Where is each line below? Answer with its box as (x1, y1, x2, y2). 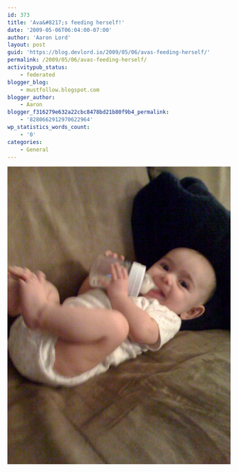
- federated (20, 71, 55, 78)
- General (20, 146, 50, 153)
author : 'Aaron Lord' (7, 34, 72, 41)
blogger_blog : (7, 79, 50, 86)
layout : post (7, 41, 46, 49)
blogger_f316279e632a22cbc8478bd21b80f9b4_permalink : (7, 108, 170, 116)
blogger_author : (7, 94, 55, 101)
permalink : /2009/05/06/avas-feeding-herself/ (7, 57, 147, 64)
